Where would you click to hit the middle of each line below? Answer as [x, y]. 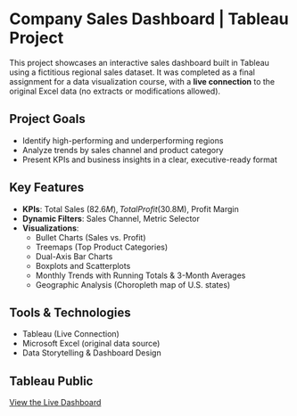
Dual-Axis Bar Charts [74, 256]
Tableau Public [51, 381]
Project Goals [48, 119]
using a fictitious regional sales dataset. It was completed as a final [132, 72]
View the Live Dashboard [55, 403]
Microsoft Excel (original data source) [91, 344]
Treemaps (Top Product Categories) [102, 247]
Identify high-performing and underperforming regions [123, 140]
